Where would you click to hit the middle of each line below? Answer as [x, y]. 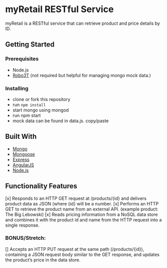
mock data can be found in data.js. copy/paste [61, 121]
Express [21, 159]
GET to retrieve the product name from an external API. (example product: [82, 209]
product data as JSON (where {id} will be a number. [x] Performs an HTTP [82, 203]
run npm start [27, 115]
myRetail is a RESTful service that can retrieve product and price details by [82, 23]
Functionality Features [41, 186]
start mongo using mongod [40, 110]
